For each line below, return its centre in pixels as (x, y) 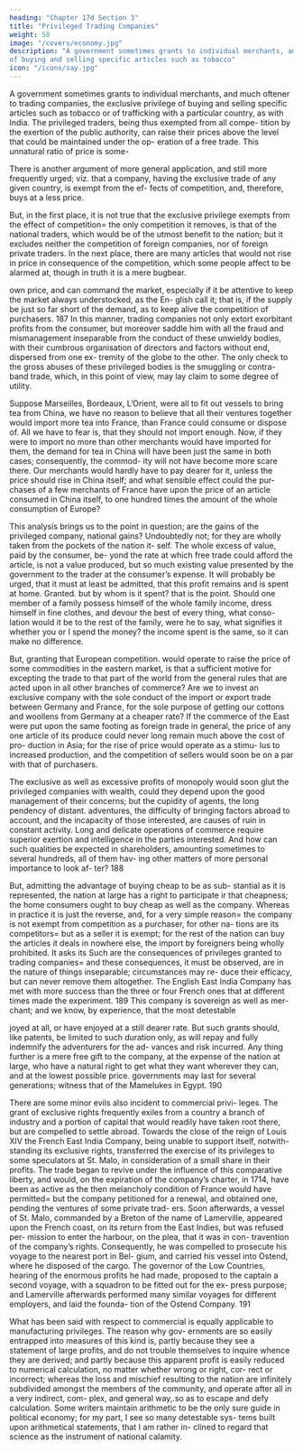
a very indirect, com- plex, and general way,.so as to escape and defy (139, 1398)
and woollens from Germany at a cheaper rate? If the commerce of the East (150, 716)
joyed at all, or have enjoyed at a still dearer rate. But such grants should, (145, 1027)
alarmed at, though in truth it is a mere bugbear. (98, 273)
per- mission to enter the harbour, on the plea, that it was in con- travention (149, 1236)
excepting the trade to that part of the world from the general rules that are (148, 678)
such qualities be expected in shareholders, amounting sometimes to (138, 848)
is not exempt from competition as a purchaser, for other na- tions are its (144, 924)
